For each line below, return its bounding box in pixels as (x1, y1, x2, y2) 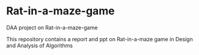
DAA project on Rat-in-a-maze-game (6, 24, 98, 31)
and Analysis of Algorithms (6, 42, 73, 49)
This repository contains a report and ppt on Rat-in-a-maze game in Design (6, 35, 194, 42)
